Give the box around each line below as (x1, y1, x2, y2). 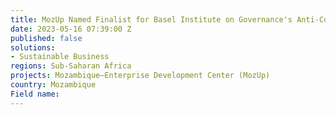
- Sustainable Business (10, 52, 110, 62)
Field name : (10, 89, 60, 99)
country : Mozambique (10, 80, 97, 90)
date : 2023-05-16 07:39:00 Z (10, 24, 132, 34)
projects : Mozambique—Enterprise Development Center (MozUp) (10, 71, 271, 81)
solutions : (10, 42, 56, 53)
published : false (10, 33, 83, 43)
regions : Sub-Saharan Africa (10, 61, 132, 71)
